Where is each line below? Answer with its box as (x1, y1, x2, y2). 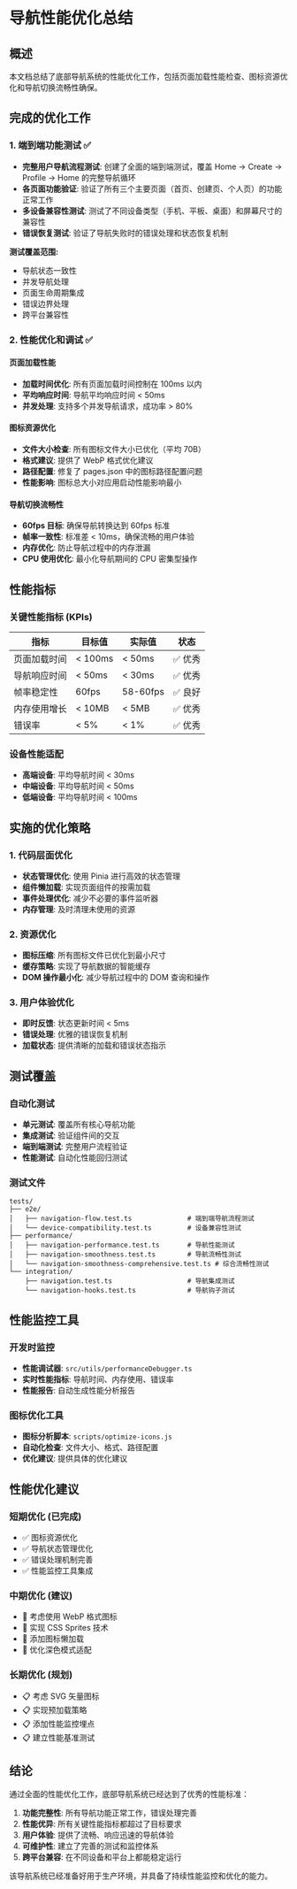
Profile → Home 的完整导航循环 (21, 172, 136, 182)
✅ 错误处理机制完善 (21, 1555, 94, 1565)
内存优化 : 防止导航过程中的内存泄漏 (21, 542, 151, 553)
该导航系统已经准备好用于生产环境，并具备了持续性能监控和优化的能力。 (9, 1870, 272, 1881)
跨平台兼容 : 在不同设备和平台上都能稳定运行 (21, 1851, 182, 1862)
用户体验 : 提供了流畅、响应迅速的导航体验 (21, 1829, 174, 1840)
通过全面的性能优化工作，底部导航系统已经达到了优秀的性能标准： (9, 1788, 249, 1799)
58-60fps (122, 685, 165, 697)
